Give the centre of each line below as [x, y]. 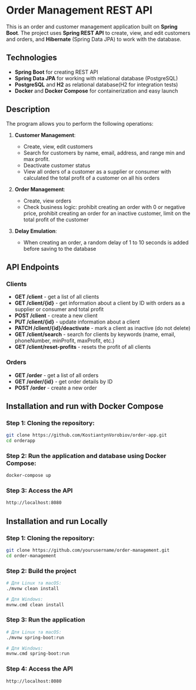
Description [28, 109]
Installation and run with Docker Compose [85, 406]
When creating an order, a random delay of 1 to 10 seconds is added [106, 242]
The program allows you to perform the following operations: [80, 123]
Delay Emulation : [36, 231]
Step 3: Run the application [46, 620]
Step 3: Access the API [39, 490]
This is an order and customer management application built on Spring [92, 27]
